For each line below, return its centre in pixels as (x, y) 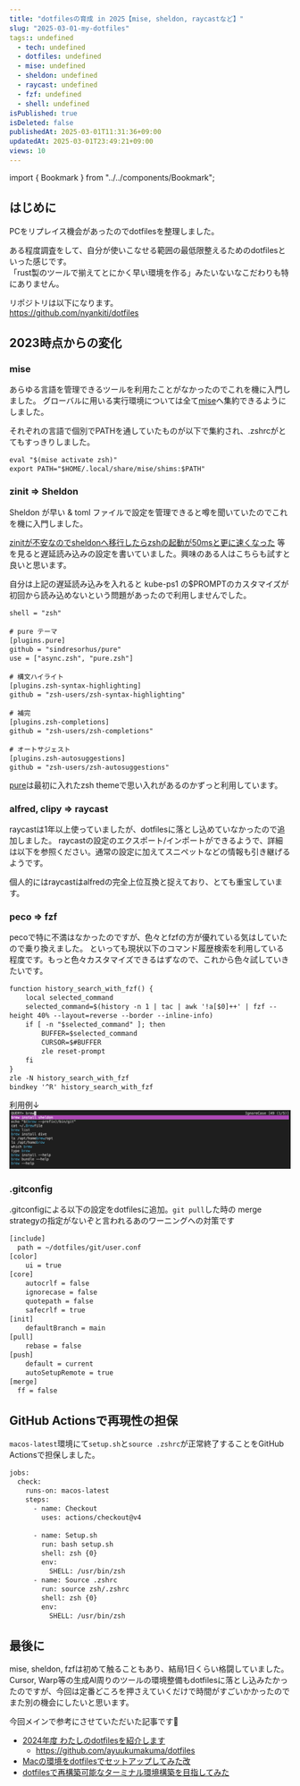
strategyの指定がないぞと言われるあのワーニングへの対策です (122, 1221)
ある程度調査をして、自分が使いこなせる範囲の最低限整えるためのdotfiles (144, 250)
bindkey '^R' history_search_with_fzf (81, 1088)
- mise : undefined (52, 66)
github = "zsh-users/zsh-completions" (81, 731)
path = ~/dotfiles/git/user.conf (79, 1248)
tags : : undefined (42, 38)
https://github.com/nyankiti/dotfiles (74, 312)
